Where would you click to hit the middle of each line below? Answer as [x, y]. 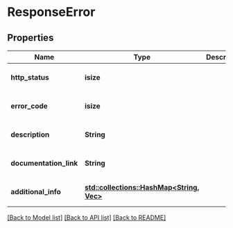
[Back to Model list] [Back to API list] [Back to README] [87, 218]
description [30, 134]
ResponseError [51, 12]
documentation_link [44, 163]
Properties [31, 38]
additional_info [36, 192]
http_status [30, 77]
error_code [29, 106]
